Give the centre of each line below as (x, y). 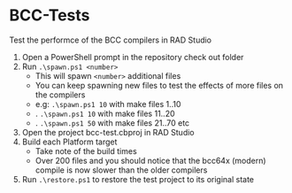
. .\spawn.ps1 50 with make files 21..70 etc (112, 123)
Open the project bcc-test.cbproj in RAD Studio (108, 132)
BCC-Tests (50, 15)
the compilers (60, 95)
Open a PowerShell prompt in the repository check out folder (133, 57)
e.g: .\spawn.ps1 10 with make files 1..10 (108, 104)
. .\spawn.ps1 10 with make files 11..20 (105, 113)
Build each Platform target (69, 142)
